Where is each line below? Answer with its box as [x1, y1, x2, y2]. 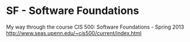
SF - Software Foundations [6, 4, 139, 17]
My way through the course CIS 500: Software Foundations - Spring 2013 [6, 23, 184, 30]
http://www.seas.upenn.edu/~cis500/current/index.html [6, 29, 142, 36]
